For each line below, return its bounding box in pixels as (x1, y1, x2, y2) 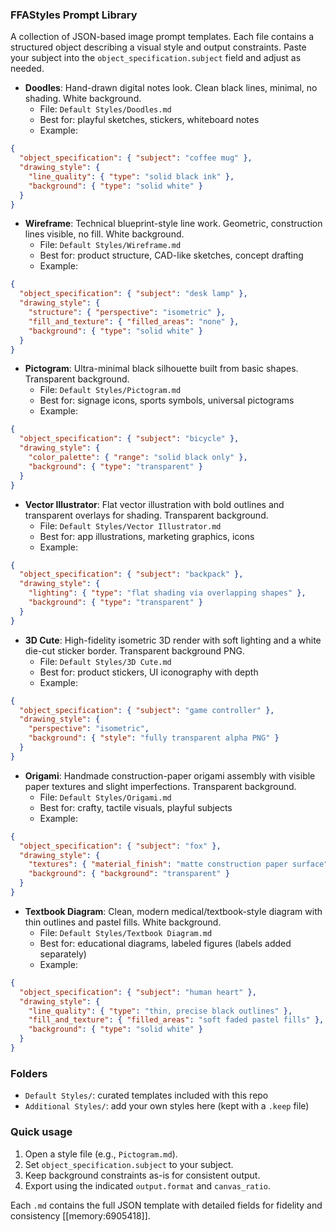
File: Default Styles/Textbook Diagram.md (39, 926, 213, 938)
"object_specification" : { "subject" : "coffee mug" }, (19, 153, 253, 163)
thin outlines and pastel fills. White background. (24, 916, 222, 928)
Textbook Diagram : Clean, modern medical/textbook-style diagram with (24, 905, 323, 917)
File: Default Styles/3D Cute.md (39, 655, 172, 667)
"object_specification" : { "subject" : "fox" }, (19, 841, 222, 851)
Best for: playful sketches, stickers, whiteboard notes (39, 114, 260, 126)
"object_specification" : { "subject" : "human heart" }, (19, 987, 257, 997)
